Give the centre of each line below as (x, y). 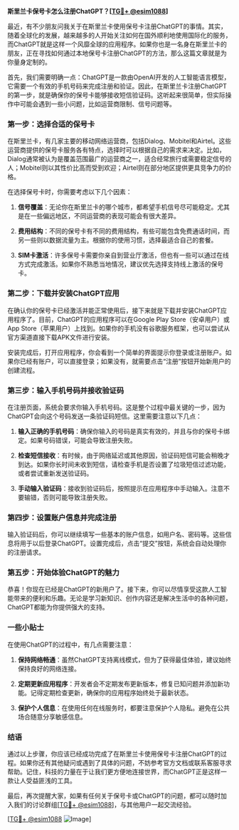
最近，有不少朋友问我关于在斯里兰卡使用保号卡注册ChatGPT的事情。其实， (117, 26)
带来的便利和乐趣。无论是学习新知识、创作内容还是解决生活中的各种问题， (122, 598)
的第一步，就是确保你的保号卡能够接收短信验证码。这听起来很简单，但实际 (116, 95)
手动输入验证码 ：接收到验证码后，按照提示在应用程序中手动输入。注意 (121, 488)
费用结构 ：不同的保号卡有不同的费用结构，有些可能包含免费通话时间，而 (123, 231)
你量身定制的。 (29, 62)
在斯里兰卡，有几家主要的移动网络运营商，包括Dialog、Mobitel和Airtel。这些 (119, 141)
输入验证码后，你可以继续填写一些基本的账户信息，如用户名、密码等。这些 (116, 535)
